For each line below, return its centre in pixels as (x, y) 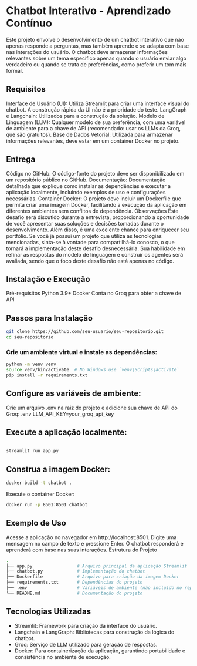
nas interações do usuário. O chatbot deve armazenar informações (87, 52)
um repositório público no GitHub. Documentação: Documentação (86, 180)
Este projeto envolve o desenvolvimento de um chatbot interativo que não (95, 39)
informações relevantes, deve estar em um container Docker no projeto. (93, 141)
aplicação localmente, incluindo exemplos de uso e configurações (86, 192)
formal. (15, 70)
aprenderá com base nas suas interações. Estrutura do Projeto (81, 550)
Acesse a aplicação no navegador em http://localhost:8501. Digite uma (91, 537)
